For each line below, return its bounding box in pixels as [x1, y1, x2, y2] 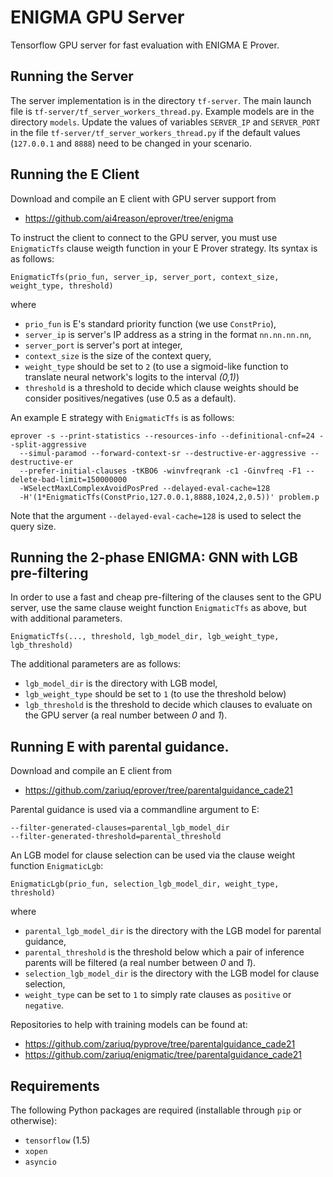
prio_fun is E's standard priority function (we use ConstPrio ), [24, 317, 277, 330]
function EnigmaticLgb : [10, 860, 104, 872]
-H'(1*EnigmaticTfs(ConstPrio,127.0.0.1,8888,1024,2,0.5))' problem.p [19, 492, 320, 502]
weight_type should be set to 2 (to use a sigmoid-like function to [24, 360, 289, 372]
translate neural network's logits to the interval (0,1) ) [24, 371, 240, 383]
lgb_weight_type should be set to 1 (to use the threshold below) [24, 688, 287, 700]
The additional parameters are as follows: [10, 658, 182, 670]
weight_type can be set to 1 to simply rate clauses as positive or [24, 989, 292, 1001]
